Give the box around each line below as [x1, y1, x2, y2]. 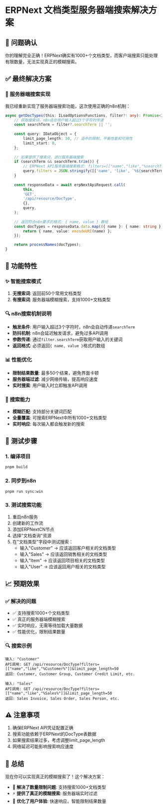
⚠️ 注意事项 [5, 711, 40, 719]
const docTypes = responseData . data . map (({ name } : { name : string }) [14, 224, 164, 229]
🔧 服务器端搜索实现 [5, 91, 51, 98]
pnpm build [5, 465, 28, 470]
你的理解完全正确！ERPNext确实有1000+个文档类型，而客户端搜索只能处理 [5, 53, 158, 58]
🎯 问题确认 [5, 38, 37, 47]
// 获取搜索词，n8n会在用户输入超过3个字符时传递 [14, 117, 104, 122]
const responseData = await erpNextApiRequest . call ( [14, 182, 126, 187]
